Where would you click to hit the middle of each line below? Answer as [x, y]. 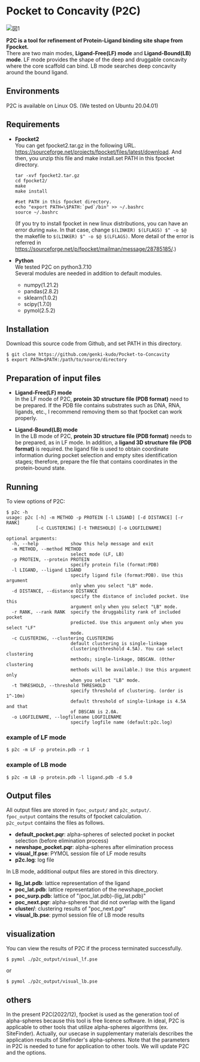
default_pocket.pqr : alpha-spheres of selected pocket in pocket [95, 835]
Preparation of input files [54, 378]
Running [22, 487]
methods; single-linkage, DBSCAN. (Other [123, 659]
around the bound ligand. [37, 72]
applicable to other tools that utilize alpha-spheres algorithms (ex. [87, 1027]
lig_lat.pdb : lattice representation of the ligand [72, 883]
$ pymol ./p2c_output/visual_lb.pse [52, 982]
